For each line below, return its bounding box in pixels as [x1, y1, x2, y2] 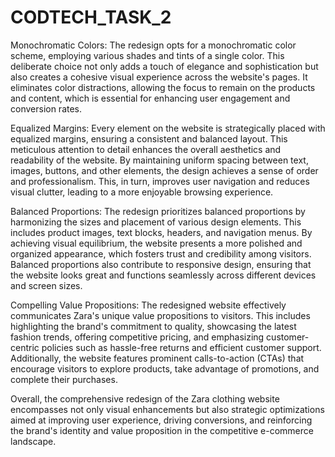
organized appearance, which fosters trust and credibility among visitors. [10, 247, 312, 260]
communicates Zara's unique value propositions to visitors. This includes [10, 309, 311, 321]
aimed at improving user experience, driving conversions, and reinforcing [10, 414, 313, 426]
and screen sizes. [10, 279, 83, 291]
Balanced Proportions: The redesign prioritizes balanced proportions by [10, 205, 306, 217]
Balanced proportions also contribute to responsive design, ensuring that [10, 258, 312, 270]
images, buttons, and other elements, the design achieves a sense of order [10, 164, 319, 176]
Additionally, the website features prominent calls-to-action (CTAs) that [10, 352, 305, 364]
